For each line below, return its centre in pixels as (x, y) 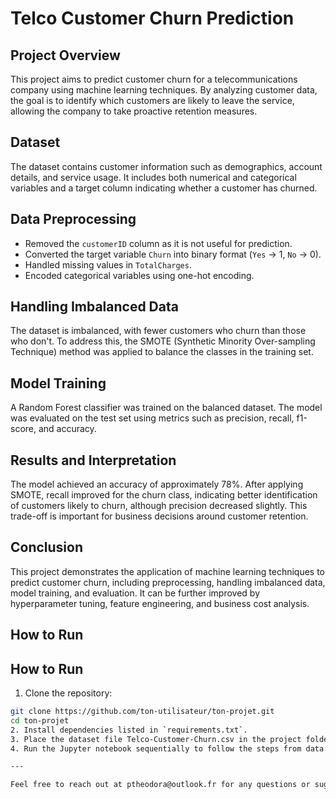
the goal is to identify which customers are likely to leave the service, (152, 100)
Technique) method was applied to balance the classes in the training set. (162, 352)
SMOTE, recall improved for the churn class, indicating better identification (164, 495)
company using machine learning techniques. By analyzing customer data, (164, 90)
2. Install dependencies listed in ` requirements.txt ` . (129, 730)
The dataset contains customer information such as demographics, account (166, 166)
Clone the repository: (68, 693)
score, (23, 429)
